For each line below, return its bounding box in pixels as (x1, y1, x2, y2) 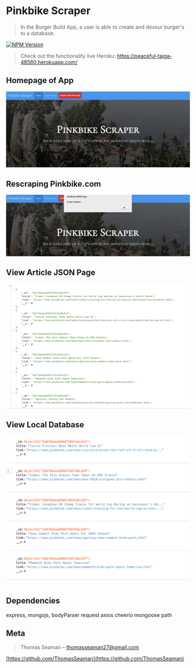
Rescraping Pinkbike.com (6, 179, 101, 189)
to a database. (20, 29, 55, 36)
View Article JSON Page (6, 268, 96, 278)
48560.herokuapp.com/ (20, 59, 78, 66)
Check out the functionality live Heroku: (20, 52, 116, 59)
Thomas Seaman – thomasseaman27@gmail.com (20, 644, 139, 651)
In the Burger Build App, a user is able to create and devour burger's (20, 23, 185, 30)
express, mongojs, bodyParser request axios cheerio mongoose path (6, 611, 172, 618)
